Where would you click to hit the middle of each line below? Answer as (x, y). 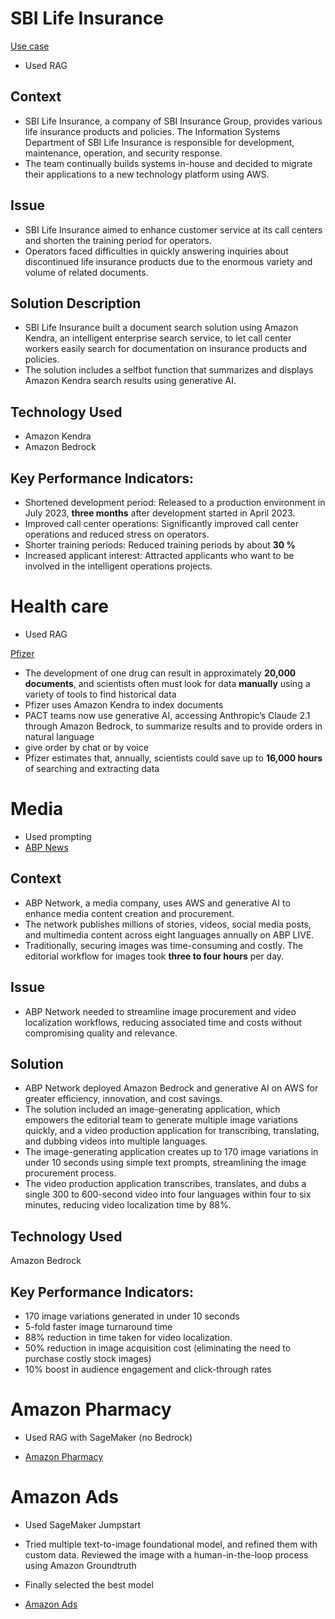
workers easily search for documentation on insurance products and (166, 349)
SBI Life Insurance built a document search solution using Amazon (161, 328)
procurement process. (70, 1173)
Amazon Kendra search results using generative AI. (130, 381)
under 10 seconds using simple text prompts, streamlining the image (165, 1163)
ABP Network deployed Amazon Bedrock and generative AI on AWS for (171, 1088)
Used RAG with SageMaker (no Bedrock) (108, 1437)
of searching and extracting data (92, 768)
